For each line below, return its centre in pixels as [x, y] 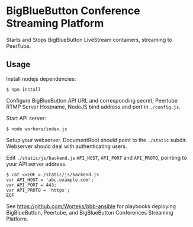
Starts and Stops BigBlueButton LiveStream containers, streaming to [89, 40]
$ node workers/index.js [37, 129]
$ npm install [24, 90]
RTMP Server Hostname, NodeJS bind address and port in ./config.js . [93, 107]
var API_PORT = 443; [32, 185]
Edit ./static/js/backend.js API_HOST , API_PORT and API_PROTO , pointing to [97, 157]
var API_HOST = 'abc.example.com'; [50, 180]
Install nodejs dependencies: [41, 78]
